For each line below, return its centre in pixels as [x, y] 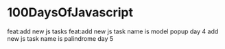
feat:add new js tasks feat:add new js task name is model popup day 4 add [113, 31]
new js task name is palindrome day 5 [60, 38]
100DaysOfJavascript [70, 13]
